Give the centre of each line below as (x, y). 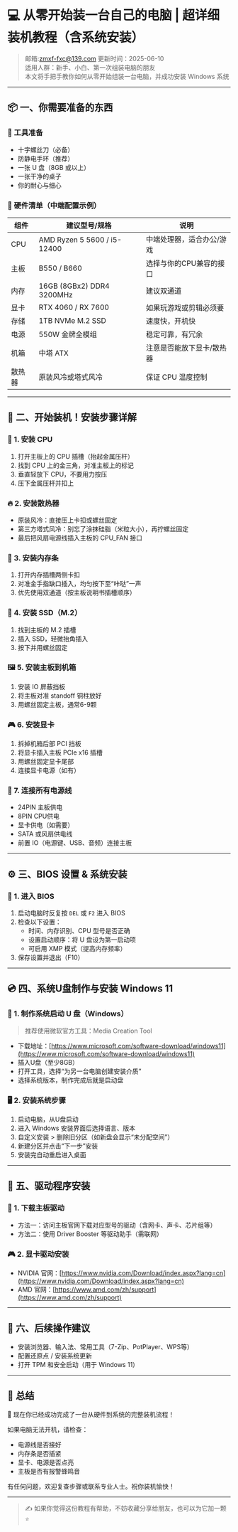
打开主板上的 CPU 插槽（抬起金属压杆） (76, 456)
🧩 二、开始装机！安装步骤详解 (72, 417)
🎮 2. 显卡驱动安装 (38, 1254)
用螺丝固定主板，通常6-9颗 (57, 704)
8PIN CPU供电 (39, 816)
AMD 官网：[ (36, 1289)
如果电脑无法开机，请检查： (48, 1429)
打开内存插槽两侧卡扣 (49, 575)
